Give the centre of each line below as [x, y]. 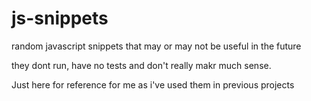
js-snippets [60, 18]
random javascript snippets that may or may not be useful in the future [156, 46]
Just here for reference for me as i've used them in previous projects [153, 84]
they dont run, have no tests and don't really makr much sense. [141, 65]
